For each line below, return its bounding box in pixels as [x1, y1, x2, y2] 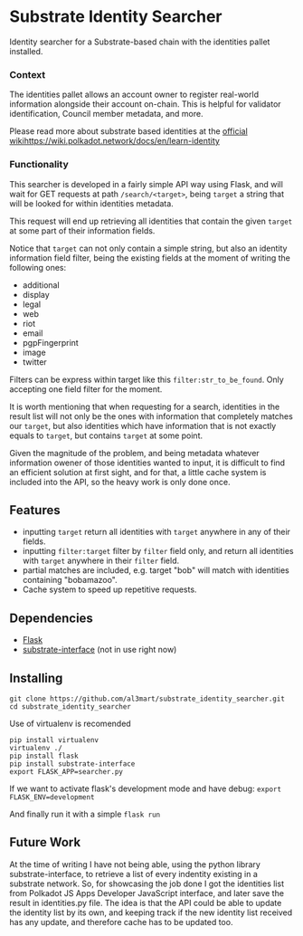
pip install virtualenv [9, 735, 99, 744]
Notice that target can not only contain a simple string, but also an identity [9, 243, 288, 253]
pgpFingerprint [22, 337, 79, 348]
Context [9, 68, 46, 81]
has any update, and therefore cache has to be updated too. [9, 916, 233, 927]
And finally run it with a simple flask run [9, 808, 161, 819]
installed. [9, 45, 43, 56]
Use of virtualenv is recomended [9, 718, 131, 729]
